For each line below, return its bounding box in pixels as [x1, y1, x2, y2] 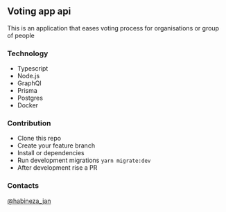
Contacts [7, 181, 40, 191]
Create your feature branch [17, 141, 96, 150]
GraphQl [17, 79, 42, 87]
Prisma [17, 87, 38, 95]
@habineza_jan [7, 197, 51, 205]
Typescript [17, 64, 49, 73]
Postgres [17, 94, 44, 103]
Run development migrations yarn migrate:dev [17, 156, 151, 165]
